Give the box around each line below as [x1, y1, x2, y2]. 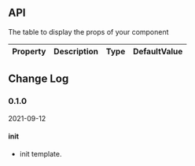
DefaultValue [132, 46, 183, 57]
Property [12, 46, 46, 57]
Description [53, 46, 99, 57]
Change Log [8, 72, 69, 86]
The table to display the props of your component [8, 27, 169, 36]
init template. [19, 149, 62, 158]
